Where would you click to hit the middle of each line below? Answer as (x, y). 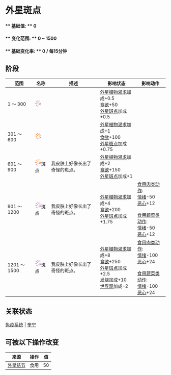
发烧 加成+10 (113, 280)
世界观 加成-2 (114, 286)
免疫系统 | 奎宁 (21, 324)
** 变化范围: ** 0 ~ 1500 (31, 38)
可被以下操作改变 (32, 342)
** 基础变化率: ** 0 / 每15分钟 (36, 51)
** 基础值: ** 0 (21, 26)
